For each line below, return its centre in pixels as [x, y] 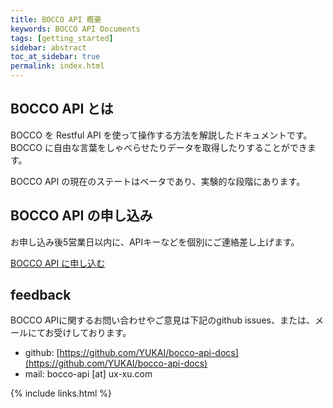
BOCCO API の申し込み [81, 216]
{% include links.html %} [61, 393]
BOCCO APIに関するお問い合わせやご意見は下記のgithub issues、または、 [162, 320]
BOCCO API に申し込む [58, 263]
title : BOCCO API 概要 [56, 19]
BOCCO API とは [62, 109]
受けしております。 [92, 333]
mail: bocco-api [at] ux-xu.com [88, 374]
